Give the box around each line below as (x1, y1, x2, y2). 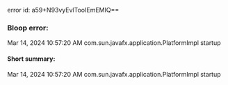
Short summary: (7, 55, 56, 63)
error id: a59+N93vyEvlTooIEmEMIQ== (7, 6, 120, 14)
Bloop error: (7, 23, 49, 32)
